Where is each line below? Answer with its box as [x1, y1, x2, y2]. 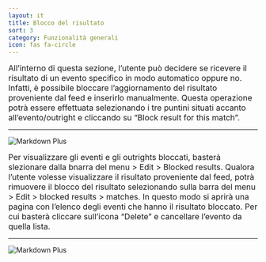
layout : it [8, 11, 44, 20]
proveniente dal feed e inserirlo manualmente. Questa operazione [8, 93, 253, 104]
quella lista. [8, 221, 51, 232]
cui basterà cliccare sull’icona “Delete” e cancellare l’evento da [8, 211, 243, 222]
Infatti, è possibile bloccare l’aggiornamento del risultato [8, 82, 218, 93]
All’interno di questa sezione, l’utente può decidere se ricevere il [8, 63, 247, 74]
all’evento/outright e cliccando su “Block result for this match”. [8, 112, 240, 123]
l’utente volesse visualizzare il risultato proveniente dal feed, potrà [8, 172, 255, 183]
